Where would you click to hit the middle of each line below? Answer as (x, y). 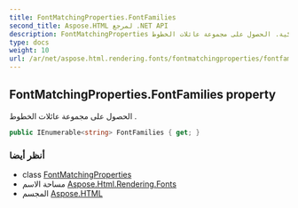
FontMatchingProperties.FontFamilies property (143, 95)
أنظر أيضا (27, 155)
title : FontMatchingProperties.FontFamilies (93, 17)
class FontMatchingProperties (77, 174)
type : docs (29, 42)
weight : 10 (29, 51)
